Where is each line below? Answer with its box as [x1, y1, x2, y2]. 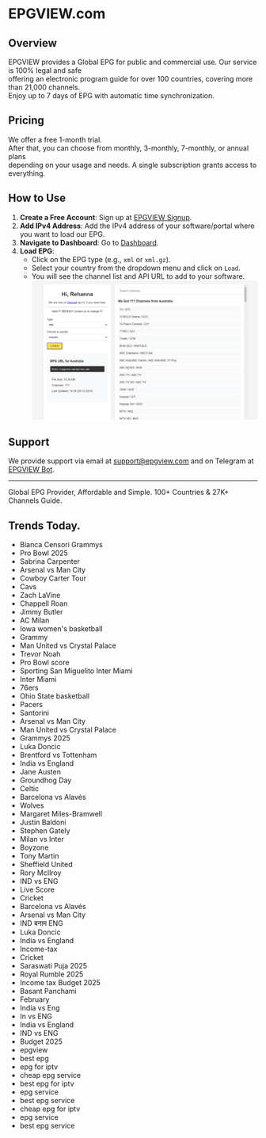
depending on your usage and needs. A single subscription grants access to [8, 160, 257, 169]
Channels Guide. [8, 496, 63, 505]
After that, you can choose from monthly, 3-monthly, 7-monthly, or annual [8, 143, 249, 153]
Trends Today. [8, 519, 81, 532]
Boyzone [19, 843, 49, 852]
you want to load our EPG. [19, 229, 105, 238]
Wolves [19, 801, 44, 810]
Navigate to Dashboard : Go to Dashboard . [19, 238, 159, 247]
